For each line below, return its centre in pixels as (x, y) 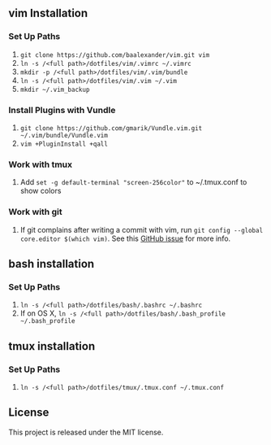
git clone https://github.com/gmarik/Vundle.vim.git (111, 128)
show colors (41, 191)
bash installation (52, 264)
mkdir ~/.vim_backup (55, 89)
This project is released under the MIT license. (86, 432)
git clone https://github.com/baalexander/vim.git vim (115, 55)
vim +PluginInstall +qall (64, 144)
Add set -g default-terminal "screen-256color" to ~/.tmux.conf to (133, 182)
